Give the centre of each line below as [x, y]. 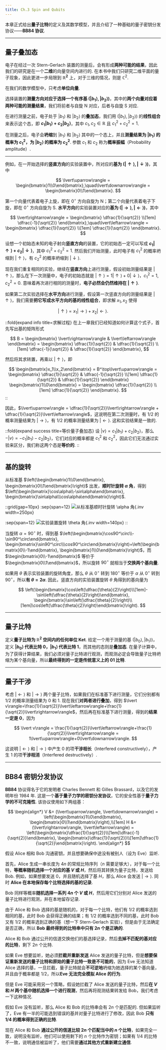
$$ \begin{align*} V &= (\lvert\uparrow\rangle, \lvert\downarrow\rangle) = [83, 812]
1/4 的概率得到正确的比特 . [31, 1020]
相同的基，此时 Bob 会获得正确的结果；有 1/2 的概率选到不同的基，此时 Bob [82, 916]
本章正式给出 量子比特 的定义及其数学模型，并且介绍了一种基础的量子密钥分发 [83, 24]
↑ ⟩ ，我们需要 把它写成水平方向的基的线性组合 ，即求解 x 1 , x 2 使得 [71, 301]
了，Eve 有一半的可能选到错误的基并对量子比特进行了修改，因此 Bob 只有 [80, 1013]
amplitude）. [18, 149]
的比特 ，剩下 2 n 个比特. [29, 945]
